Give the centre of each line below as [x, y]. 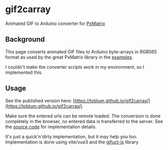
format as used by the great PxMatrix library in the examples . [69, 57]
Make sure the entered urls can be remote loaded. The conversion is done [83, 116]
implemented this [23, 72]
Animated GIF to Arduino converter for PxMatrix [55, 23]
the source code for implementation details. [51, 127]
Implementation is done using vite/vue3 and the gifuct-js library [72, 142]
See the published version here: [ [40, 101]
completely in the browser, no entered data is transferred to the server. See [84, 121]
